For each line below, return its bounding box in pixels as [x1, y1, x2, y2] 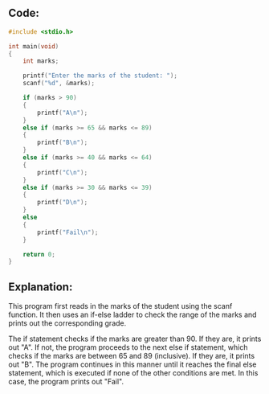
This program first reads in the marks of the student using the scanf [8, 302, 233, 311]
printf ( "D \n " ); [37, 199, 88, 207]
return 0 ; [22, 250, 56, 258]
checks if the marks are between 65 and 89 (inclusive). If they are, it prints [8, 351, 255, 361]
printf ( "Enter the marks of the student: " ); [22, 72, 178, 80]
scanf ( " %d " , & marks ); [22, 80, 95, 88]
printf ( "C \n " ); [37, 168, 88, 176]
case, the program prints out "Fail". [8, 377, 124, 387]
